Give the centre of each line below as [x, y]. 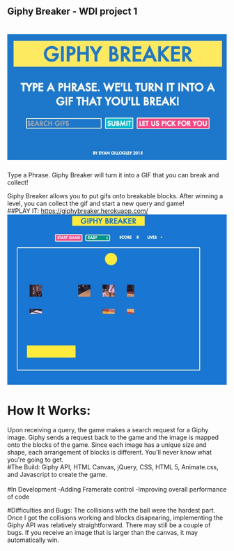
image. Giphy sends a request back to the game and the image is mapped [113, 437]
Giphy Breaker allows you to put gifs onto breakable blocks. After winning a [115, 196]
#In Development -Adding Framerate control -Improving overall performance [117, 489]
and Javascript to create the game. [57, 474]
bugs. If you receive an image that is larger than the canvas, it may [103, 532]
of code [18, 497]
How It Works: [49, 411]
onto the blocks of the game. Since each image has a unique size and [107, 445]
